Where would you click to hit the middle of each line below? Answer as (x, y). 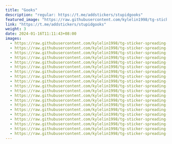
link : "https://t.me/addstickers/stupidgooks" (56, 24)
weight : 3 (16, 29)
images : (14, 39)
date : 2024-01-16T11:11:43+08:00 (41, 34)
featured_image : (23, 19)
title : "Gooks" (21, 10)
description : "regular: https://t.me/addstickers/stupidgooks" (74, 15)
